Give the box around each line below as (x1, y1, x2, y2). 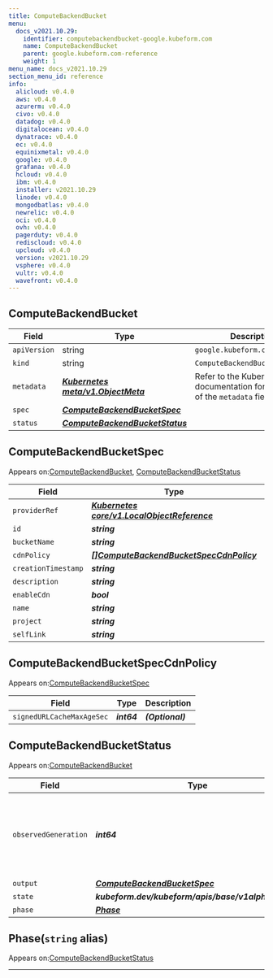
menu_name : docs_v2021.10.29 (8, 65, 107, 73)
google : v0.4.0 (15, 155, 67, 163)
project (12, 616, 42, 626)
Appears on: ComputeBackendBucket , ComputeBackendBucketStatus (8, 467, 241, 476)
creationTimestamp (12, 563, 84, 573)
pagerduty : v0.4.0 (15, 231, 79, 240)
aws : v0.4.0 (15, 95, 57, 103)
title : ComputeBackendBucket (8, 11, 107, 20)
